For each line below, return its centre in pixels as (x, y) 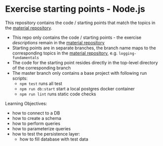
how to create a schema (37, 118)
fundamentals (26, 58)
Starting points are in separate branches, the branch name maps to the (84, 48)
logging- (128, 53)
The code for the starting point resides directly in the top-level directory (85, 62)
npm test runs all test (41, 83)
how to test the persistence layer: (46, 134)
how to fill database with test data (54, 139)
